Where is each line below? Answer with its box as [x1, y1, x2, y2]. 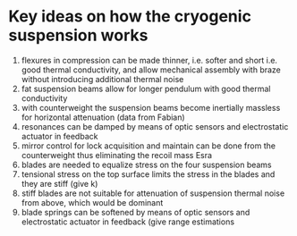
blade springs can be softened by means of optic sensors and [21, 206, 250, 217]
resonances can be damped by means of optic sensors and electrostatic [21, 121, 289, 131]
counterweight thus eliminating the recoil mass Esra [21, 149, 212, 160]
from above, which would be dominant [21, 197, 164, 207]
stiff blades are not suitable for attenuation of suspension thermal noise [21, 188, 285, 198]
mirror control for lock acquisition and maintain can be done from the [21, 140, 276, 151]
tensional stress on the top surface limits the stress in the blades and [21, 168, 276, 180]
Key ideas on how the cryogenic [8, 6, 252, 27]
